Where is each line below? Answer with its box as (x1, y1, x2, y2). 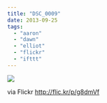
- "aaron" (13, 29, 42, 37)
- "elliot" (13, 42, 45, 49)
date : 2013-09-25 (7, 17, 58, 24)
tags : (7, 23, 23, 30)
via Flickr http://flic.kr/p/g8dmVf (7, 88, 100, 96)
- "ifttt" (13, 56, 42, 63)
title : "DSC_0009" (7, 10, 61, 17)
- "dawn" (13, 36, 39, 43)
